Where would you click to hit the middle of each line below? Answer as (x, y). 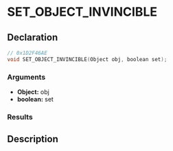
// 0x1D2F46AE (27, 53)
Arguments (26, 77)
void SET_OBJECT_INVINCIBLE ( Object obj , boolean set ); (87, 59)
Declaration (33, 37)
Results (20, 117)
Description (33, 139)
